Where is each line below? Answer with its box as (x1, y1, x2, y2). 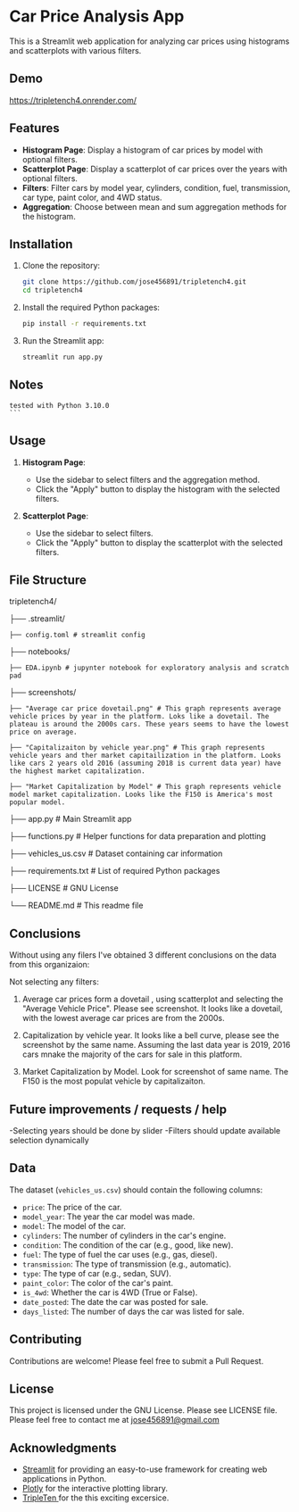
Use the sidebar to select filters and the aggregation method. (35, 474, 261, 485)
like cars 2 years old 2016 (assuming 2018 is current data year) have (9, 759, 281, 768)
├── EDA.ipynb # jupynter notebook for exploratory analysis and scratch (9, 663, 290, 673)
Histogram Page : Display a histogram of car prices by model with (21, 145, 263, 155)
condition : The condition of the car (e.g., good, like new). (21, 1239, 234, 1250)
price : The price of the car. (21, 1201, 122, 1212)
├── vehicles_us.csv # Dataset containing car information (9, 848, 223, 859)
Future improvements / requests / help (9, 1101, 228, 1117)
